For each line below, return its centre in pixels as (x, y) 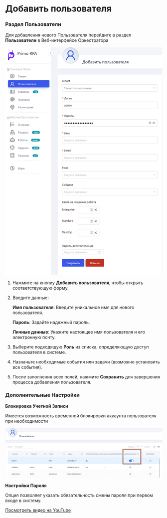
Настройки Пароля (26, 485)
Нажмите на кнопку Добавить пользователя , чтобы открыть (78, 283)
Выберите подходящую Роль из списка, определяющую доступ (81, 347)
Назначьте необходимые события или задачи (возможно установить (86, 362)
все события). (27, 367)
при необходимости (27, 421)
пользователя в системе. (39, 352)
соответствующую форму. (40, 288)
